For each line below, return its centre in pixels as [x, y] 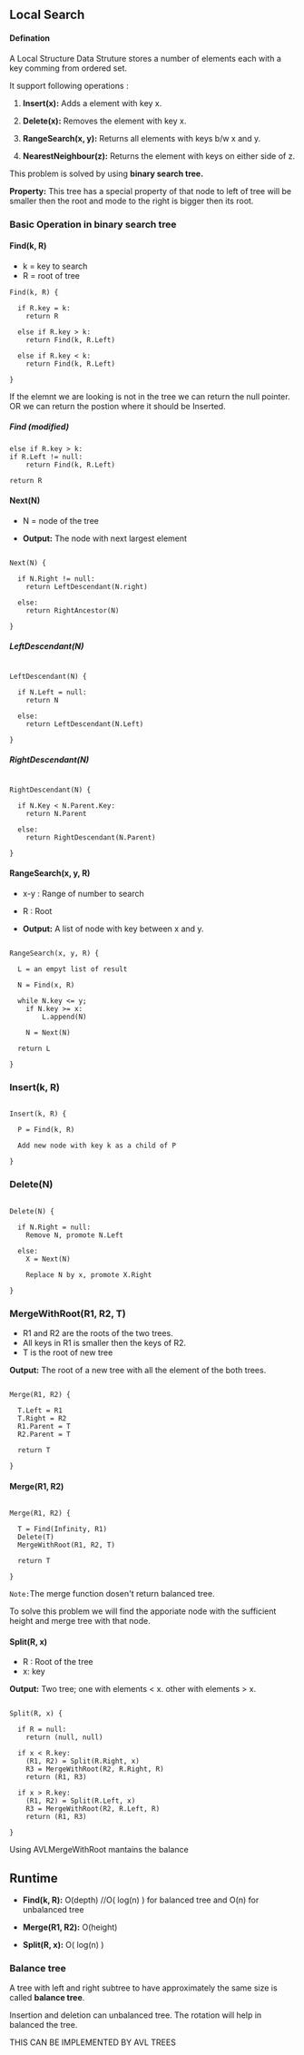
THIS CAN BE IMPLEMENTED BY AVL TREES [93, 2042]
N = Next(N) [48, 1033]
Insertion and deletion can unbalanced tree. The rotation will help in [136, 2015]
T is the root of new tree [68, 1352]
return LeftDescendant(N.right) [87, 586]
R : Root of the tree [58, 1662]
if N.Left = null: [53, 692]
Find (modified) [39, 427]
